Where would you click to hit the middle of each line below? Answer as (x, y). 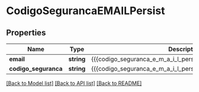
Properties (26, 33)
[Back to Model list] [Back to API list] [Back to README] (74, 83)
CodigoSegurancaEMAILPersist (86, 11)
